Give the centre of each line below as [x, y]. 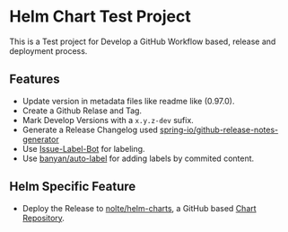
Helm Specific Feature [73, 187]
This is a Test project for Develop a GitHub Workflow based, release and [143, 41]
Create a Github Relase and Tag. [82, 111]
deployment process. [48, 50]
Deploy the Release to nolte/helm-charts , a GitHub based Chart [140, 208]
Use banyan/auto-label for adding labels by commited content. [138, 158]
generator [41, 139]
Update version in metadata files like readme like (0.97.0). [128, 101]
